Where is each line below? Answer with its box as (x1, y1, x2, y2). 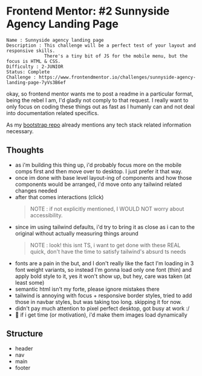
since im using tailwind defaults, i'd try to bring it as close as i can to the (15, 223, 195, 231)
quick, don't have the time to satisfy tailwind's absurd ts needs (30, 248, 186, 255)
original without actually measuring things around (15, 229, 139, 237)
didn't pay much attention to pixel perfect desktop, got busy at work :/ (15, 305, 190, 312)
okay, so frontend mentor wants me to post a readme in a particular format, (6, 90, 194, 97)
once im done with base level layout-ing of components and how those (15, 174, 192, 181)
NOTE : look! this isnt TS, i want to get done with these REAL (30, 241, 181, 249)
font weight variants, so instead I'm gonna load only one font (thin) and (15, 266, 192, 273)
